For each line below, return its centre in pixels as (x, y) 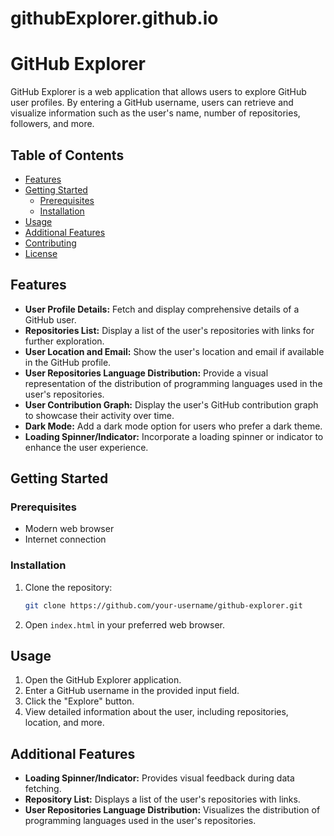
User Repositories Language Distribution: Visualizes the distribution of (172, 810)
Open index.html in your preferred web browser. (125, 624)
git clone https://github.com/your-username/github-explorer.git (163, 605)
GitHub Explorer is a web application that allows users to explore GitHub (158, 92)
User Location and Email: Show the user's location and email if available (174, 351)
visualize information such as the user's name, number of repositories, (155, 113)
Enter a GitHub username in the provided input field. (132, 691)
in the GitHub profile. (68, 362)
